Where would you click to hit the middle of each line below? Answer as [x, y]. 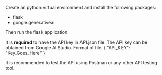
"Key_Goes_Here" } [25, 53]
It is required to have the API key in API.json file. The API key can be [76, 42]
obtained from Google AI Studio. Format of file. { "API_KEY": [68, 47]
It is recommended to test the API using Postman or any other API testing [82, 63]
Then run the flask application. [37, 32]
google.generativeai [33, 23]
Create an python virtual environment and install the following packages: [81, 7]
